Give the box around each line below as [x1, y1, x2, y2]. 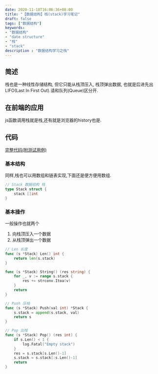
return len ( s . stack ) [14, 256, 56, 261]
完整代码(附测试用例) [5, 147, 47, 152]
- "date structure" [5, 35, 45, 40]
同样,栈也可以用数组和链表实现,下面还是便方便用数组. [5, 173, 112, 178]
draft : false [5, 16, 32, 21]
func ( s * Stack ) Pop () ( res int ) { [5, 333, 78, 338]
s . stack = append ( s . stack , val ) [14, 310, 79, 315]
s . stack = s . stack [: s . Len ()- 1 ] [14, 355, 78, 360]
